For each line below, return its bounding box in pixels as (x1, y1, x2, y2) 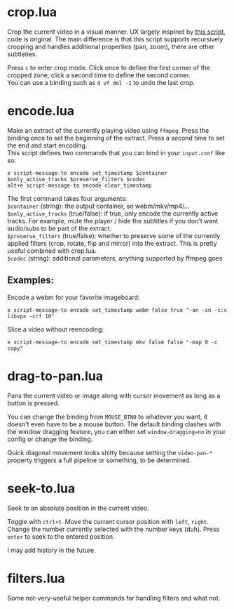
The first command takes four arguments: (7, 194, 128, 202)
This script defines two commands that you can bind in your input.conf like (7, 148, 226, 157)
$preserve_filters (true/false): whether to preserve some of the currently (7, 231, 221, 240)
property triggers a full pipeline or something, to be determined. (7, 456, 191, 464)
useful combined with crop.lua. (7, 247, 97, 255)
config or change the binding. (7, 435, 93, 443)
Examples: (7, 275, 55, 287)
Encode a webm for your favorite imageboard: (7, 293, 140, 301)
